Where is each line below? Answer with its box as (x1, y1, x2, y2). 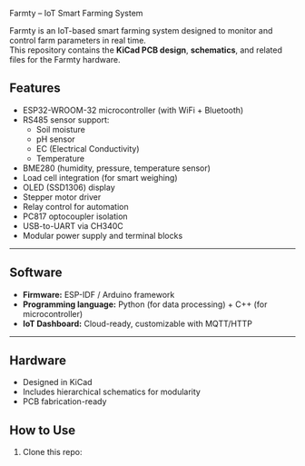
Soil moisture (35, 124, 86, 134)
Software (9, 265, 63, 281)
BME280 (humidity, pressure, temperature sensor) (22, 163, 212, 174)
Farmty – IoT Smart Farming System (9, 8, 143, 18)
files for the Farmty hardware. (9, 55, 121, 64)
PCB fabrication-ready (22, 396, 107, 407)
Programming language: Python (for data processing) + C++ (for (22, 299, 268, 310)
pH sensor (35, 134, 75, 144)
